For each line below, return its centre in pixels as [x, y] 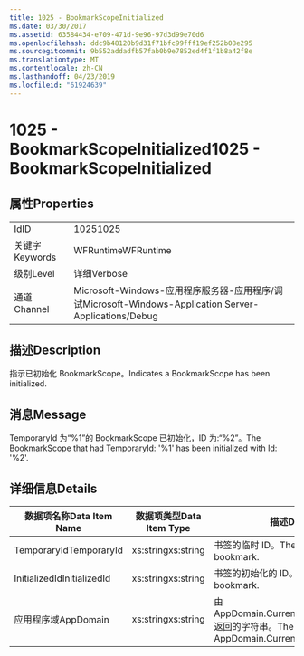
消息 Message [48, 414]
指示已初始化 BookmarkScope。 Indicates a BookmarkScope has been [140, 374]
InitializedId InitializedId [62, 578]
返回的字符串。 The [254, 627]
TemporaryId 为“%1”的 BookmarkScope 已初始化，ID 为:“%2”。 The [135, 438]
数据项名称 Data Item [68, 517]
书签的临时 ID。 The [255, 546]
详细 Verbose [101, 273]
